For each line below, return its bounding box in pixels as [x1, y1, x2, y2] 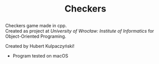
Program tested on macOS [12, 53, 69, 59]
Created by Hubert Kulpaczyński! [5, 43, 75, 49]
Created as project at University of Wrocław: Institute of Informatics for [5, 28, 154, 34]
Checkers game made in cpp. [5, 23, 67, 29]
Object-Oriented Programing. [5, 33, 67, 39]
